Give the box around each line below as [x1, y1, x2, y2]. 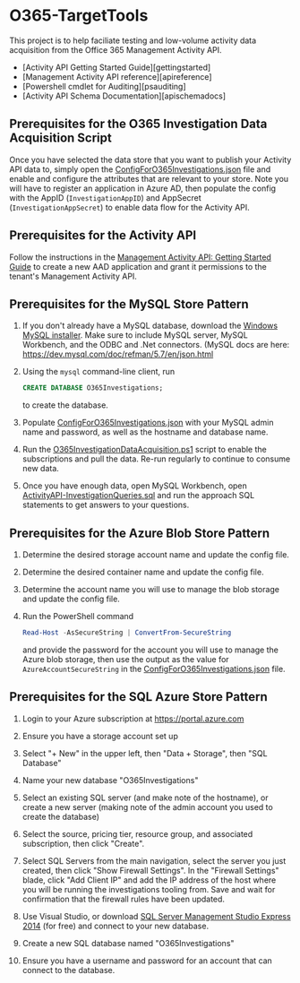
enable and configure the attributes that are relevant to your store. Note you [9, 173, 289, 184]
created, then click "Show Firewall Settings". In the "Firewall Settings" [21, 865, 279, 875]
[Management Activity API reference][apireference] [21, 71, 212, 82]
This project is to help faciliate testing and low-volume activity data [9, 35, 257, 46]
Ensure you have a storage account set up [21, 730, 179, 741]
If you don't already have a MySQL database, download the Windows [21, 320, 279, 332]
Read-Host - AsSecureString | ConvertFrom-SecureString [21, 628, 232, 637]
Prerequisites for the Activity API [9, 228, 197, 243]
